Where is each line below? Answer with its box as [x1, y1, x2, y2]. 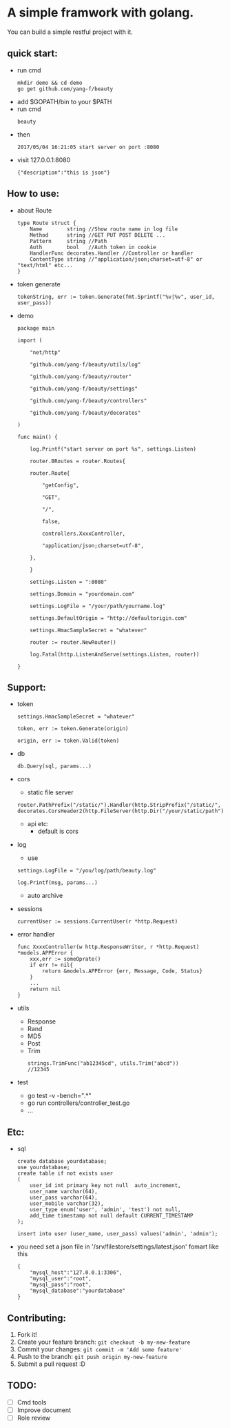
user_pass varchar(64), [30, 1194, 98, 1202]
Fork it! [17, 1331, 38, 1338]
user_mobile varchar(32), [30, 1200, 105, 1207]
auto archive [27, 892, 63, 900]
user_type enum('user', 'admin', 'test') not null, [30, 1206, 181, 1213]
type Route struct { [17, 219, 76, 226]
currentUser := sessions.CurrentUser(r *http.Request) [17, 918, 178, 926]
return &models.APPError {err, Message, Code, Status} [42, 968, 203, 975]
